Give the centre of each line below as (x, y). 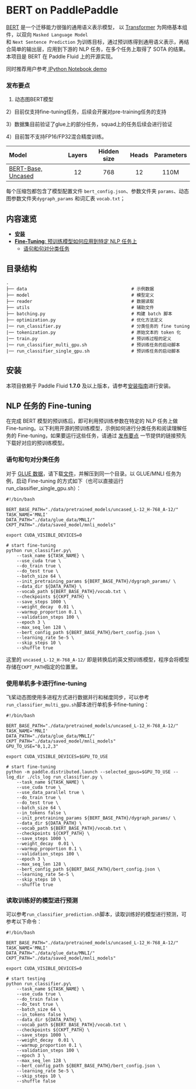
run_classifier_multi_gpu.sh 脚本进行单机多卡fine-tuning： (78, 705)
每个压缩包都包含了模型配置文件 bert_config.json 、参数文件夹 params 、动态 (98, 191)
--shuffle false (36, 1081)
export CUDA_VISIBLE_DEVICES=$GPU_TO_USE (57, 757)
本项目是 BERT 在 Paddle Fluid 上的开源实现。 (61, 56)
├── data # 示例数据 (80, 289)
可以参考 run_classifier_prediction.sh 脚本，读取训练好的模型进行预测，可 (96, 915)
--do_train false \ (40, 999)
